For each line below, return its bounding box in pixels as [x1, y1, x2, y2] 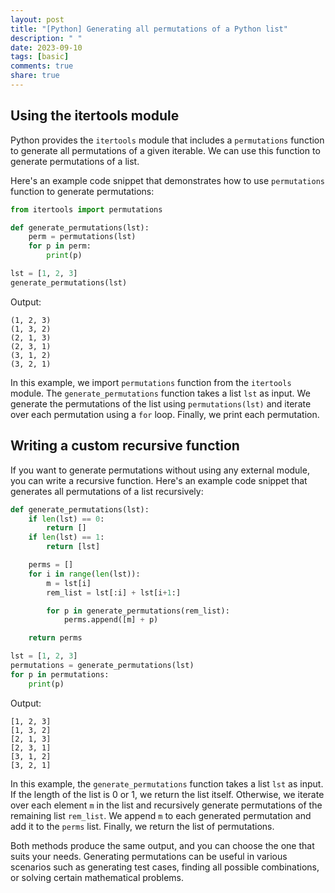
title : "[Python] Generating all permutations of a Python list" [10, 24, 288, 34]
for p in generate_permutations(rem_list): [46, 606, 230, 616]
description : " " [10, 33, 83, 43]
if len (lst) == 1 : [28, 532, 105, 543]
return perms [28, 633, 83, 643]
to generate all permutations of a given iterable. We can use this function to [10, 144, 321, 156]
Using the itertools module [10, 107, 180, 125]
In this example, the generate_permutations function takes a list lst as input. [10, 777, 324, 790]
